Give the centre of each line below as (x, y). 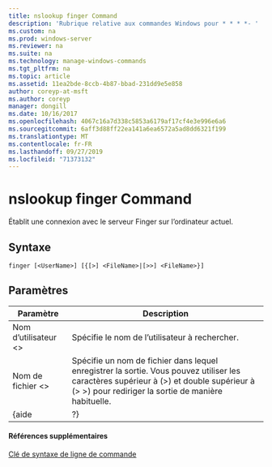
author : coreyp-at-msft (49, 91)
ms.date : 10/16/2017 (43, 114)
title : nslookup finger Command (63, 16)
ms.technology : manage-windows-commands (78, 62)
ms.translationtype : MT (49, 136)
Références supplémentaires (58, 436)
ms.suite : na (30, 54)
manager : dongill (38, 106)
